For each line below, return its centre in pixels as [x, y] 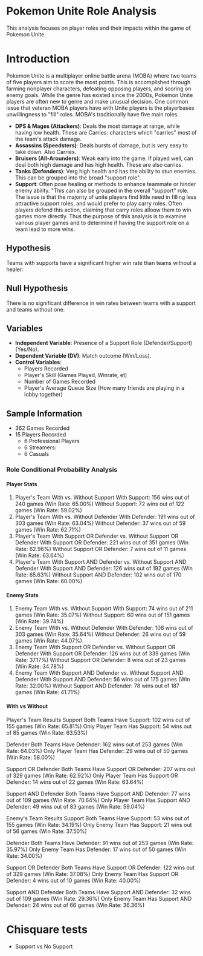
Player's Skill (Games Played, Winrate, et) [76, 375]
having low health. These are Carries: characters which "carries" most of [106, 132]
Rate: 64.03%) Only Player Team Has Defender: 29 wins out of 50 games [97, 750]
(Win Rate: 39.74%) [39, 621]
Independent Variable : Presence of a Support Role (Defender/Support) [104, 343]
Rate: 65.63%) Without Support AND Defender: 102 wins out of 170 [98, 575]
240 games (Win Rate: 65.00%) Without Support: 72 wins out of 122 [100, 504]
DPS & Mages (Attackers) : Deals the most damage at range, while [97, 126]
